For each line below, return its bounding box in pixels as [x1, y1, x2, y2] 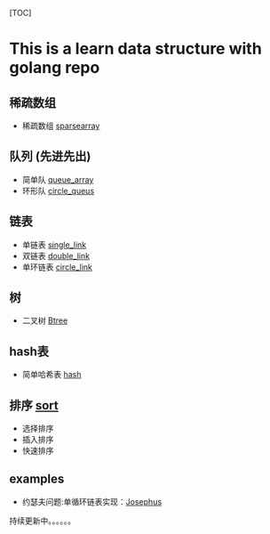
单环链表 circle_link [21, 262, 93, 272]
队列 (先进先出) [9, 149, 91, 164]
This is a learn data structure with [9, 39, 262, 59]
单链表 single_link [21, 239, 87, 250]
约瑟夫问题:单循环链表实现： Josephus [21, 496, 163, 506]
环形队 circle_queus [21, 185, 95, 196]
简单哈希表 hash [21, 369, 82, 380]
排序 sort [9, 398, 60, 413]
